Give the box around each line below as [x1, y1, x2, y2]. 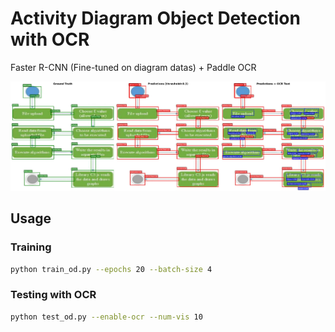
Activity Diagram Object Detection [10, 7, 301, 30]
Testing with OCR [10, 288, 97, 302]
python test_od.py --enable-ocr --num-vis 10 [10, 312, 203, 322]
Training [10, 240, 52, 254]
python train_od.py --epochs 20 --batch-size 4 [10, 264, 213, 274]
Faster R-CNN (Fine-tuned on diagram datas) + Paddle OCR [10, 61, 257, 73]
